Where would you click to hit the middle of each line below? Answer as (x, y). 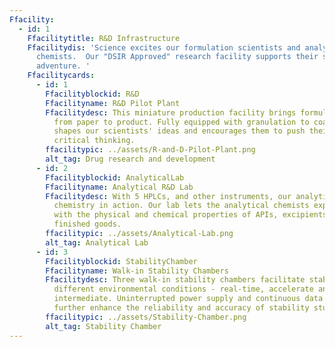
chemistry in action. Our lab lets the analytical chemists (181, 206)
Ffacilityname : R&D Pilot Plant (113, 103)
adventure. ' (63, 66)
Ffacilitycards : (61, 76)
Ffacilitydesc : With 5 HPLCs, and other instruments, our (168, 196)
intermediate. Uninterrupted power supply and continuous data (188, 299)
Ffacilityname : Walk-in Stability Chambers (137, 271)
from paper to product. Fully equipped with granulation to (181, 122)
